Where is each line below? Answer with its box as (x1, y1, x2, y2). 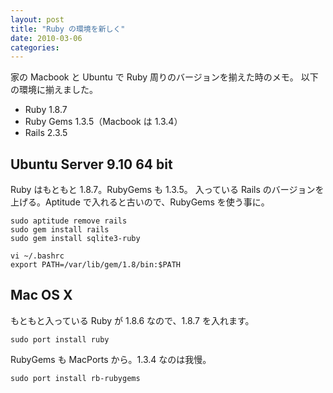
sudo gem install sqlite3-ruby (10, 234, 141, 244)
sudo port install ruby (10, 334, 110, 345)
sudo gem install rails (10, 225, 110, 235)
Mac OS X (10, 287, 73, 304)
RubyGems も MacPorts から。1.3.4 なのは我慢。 (10, 353, 212, 365)
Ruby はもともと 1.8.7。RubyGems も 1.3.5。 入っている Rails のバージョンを (10, 184, 325, 196)
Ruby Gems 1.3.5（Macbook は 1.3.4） (24, 116, 183, 128)
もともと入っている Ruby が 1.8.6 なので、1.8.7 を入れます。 (10, 314, 255, 326)
